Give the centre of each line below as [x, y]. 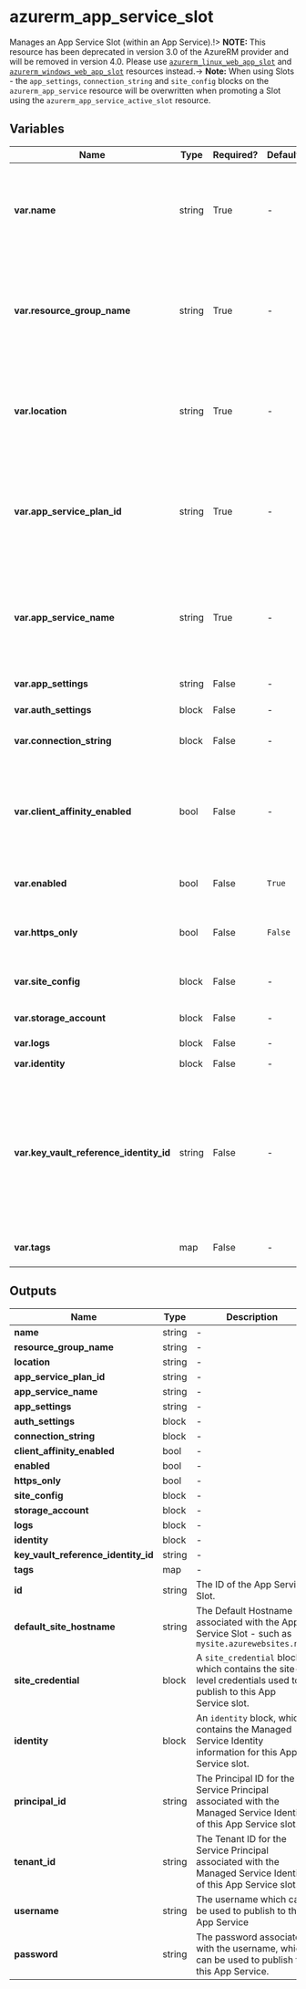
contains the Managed [244, 1729]
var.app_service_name [65, 617]
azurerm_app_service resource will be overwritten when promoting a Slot [145, 90]
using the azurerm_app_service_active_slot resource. [110, 100]
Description [252, 1316]
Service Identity [229, 1741]
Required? [235, 154]
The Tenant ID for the [241, 1838]
